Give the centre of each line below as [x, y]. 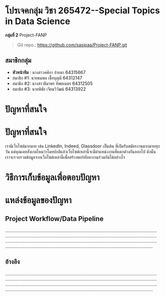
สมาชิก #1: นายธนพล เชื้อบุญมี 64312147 [47, 78]
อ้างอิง [13, 262]
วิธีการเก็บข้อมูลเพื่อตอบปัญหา [52, 177]
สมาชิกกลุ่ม [18, 60]
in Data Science [38, 21]
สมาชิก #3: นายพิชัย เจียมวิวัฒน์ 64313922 [49, 89]
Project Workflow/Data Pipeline [54, 219]
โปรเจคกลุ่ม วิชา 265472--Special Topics [82, 11]
